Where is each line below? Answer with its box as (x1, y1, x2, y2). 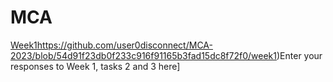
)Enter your (276, 49, 323, 61)
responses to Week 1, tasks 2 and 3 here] (10, 60, 181, 72)
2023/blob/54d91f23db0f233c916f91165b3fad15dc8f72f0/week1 (10, 49, 277, 61)
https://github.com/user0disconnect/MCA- (36, 39, 213, 51)
